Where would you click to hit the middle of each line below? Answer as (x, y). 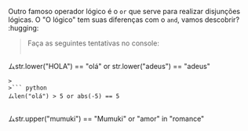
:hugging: (24, 28)
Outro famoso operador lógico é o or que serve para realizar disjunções (124, 11)
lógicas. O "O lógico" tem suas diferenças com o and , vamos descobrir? (124, 20)
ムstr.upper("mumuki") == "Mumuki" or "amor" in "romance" (106, 118)
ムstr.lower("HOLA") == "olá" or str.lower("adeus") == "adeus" (109, 66)
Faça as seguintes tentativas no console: (93, 43)
